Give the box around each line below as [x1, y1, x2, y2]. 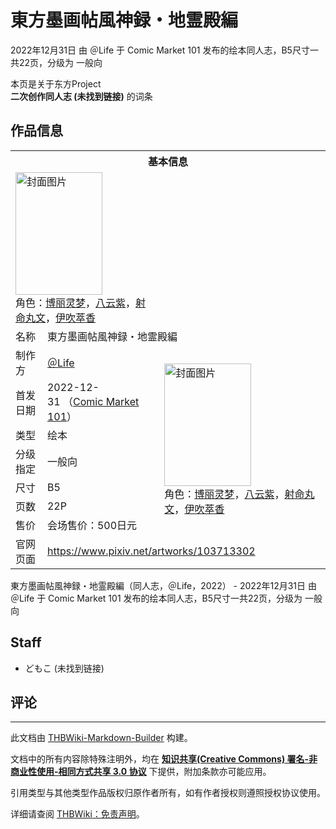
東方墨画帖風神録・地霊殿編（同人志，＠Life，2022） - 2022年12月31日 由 [10, 579, 317, 591]
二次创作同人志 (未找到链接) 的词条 [10, 90, 153, 102]
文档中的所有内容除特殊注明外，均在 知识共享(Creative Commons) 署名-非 [10, 753, 318, 765]
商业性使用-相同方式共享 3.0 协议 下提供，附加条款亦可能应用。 [10, 766, 272, 778]
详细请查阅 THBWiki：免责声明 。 [10, 808, 145, 820]
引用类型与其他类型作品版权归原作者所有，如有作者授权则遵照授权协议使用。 [10, 787, 326, 799]
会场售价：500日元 [46, 518, 138, 532]
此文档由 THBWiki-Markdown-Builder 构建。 [10, 732, 193, 744]
